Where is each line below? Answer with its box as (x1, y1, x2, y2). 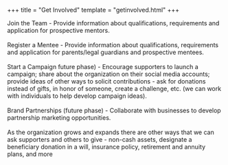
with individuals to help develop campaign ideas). (7, 92, 148, 100)
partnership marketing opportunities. (7, 114, 111, 122)
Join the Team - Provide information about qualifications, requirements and (7, 19, 220, 27)
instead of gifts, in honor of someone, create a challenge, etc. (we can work (7, 85, 222, 92)
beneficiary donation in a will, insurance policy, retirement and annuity (7, 143, 206, 151)
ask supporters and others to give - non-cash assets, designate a (7, 136, 192, 143)
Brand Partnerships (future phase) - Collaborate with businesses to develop (7, 106, 221, 114)
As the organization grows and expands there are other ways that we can (7, 128, 214, 136)
